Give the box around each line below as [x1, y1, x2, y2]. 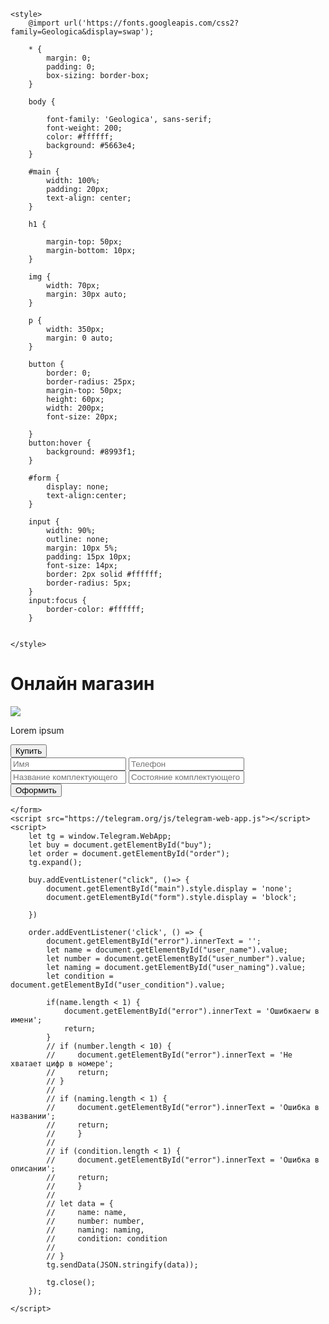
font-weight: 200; [46, 123, 123, 133]
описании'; [10, 1163, 56, 1174]
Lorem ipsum [10, 724, 65, 736]
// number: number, [46, 1216, 145, 1226]
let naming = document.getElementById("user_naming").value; [46, 962, 307, 972]
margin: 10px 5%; [46, 543, 118, 553]
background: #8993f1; [46, 447, 137, 457]
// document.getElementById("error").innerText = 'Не [46, 1050, 293, 1060]
